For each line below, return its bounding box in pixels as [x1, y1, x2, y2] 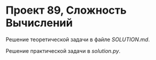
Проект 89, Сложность [5, 4, 127, 17]
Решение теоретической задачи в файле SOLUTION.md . [5, 36, 150, 43]
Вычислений [5, 16, 73, 30]
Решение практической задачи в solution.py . [5, 47, 121, 54]
